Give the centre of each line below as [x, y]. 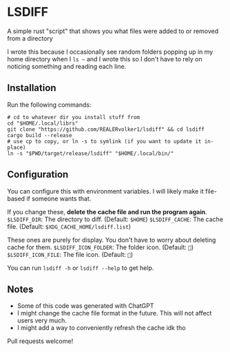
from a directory [30, 38]
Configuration [38, 175]
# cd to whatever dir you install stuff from [73, 117]
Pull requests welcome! [40, 341]
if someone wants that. [59, 198]
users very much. [42, 320]
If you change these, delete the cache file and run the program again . [107, 211]
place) [17, 147]
